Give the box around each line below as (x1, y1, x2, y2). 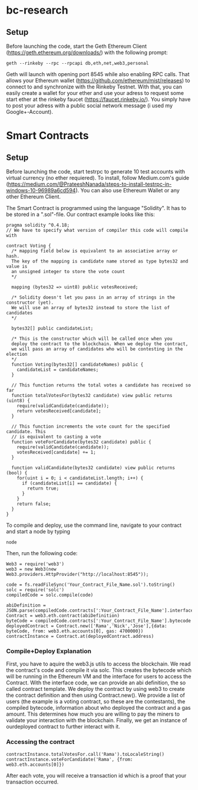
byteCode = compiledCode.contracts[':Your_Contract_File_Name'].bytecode (6, 618, 192, 624)
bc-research (6, 4, 69, 17)
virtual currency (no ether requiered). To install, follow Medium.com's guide (6, 175, 190, 181)
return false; (16, 501, 51, 507)
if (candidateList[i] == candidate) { (21, 480, 117, 486)
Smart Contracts (6, 129, 90, 142)
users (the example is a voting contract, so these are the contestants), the (6, 698, 186, 705)
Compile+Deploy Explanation (6, 647, 91, 655)
